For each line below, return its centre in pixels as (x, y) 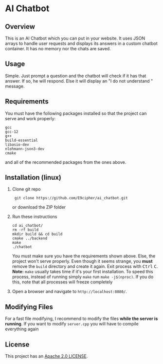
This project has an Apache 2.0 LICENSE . (46, 356)
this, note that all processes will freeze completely (62, 282)
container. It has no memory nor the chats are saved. (58, 49)
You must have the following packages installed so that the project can (76, 113)
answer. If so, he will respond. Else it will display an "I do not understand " (79, 81)
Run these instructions (35, 217)
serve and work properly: (30, 118)
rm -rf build (25, 230)
